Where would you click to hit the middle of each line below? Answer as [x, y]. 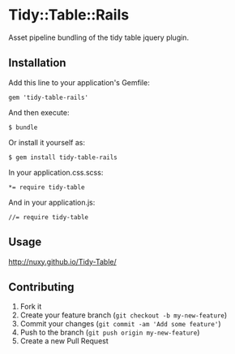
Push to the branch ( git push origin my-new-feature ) [110, 332]
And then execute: [39, 112]
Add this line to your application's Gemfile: [79, 82]
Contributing [41, 287]
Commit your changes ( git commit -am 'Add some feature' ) [120, 324]
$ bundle [23, 127]
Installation [37, 63]
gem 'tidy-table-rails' [49, 97]
